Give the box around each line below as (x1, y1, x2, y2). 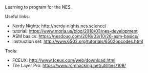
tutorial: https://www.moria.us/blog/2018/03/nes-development (12, 28, 138, 34)
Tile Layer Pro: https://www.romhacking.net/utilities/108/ (12, 63, 126, 68)
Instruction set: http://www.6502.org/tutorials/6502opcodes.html (12, 38, 143, 44)
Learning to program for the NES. (5, 4, 72, 10)
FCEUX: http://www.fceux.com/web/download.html (12, 57, 116, 63)
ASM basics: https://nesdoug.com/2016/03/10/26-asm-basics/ (12, 34, 139, 39)
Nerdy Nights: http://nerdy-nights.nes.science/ (12, 23, 106, 29)
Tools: (5, 48, 18, 54)
